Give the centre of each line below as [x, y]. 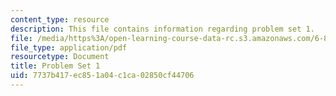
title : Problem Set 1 [55, 66]
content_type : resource [60, 19]
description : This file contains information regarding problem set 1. [162, 29]
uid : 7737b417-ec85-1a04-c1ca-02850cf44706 [102, 76]
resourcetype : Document [60, 57]
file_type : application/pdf [69, 47]
